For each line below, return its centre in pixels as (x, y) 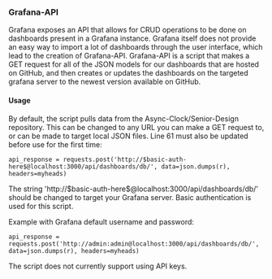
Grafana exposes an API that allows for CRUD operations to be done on (127, 30)
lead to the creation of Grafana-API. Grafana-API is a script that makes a (129, 56)
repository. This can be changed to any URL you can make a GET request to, (136, 127)
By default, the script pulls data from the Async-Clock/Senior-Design (124, 118)
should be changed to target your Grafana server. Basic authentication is (130, 197)
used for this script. (41, 206)
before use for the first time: (56, 144)
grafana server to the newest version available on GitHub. (105, 82)
